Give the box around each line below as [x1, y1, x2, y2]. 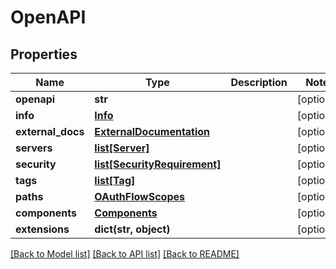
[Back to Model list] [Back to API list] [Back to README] [10, 248, 240, 260]
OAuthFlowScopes [94, 190, 185, 203]
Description [230, 76, 288, 89]
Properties [10, 46, 78, 63]
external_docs [15, 125, 85, 138]
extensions [15, 222, 70, 236]
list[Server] [94, 141, 150, 155]
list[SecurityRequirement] [94, 157, 222, 171]
